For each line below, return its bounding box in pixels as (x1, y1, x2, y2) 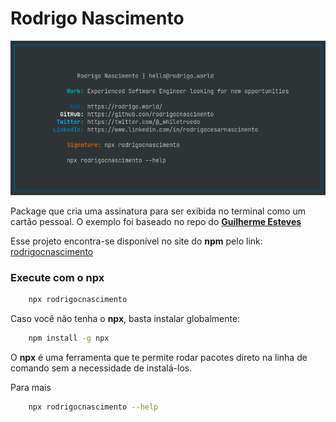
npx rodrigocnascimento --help (28, 402, 159, 412)
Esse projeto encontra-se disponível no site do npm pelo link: (10, 235, 263, 247)
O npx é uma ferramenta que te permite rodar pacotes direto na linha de (10, 352, 308, 364)
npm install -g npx (28, 333, 110, 344)
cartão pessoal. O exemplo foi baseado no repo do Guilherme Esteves (10, 216, 302, 228)
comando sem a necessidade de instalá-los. (10, 362, 193, 374)
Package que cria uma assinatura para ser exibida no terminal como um (10, 205, 306, 217)
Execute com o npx (10, 271, 105, 285)
